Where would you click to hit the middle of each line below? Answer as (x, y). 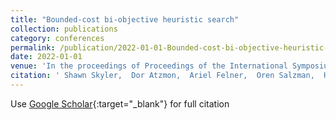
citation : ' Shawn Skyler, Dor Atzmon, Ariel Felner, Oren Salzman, (162, 76)
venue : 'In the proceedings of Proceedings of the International (149, 66)
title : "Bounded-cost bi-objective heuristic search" (125, 19)
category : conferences (57, 38)
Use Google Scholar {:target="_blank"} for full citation (120, 103)
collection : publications (64, 29)
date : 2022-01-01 (46, 57)
